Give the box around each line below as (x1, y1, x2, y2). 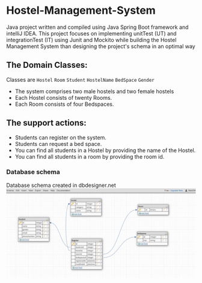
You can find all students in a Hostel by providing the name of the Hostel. (14, 147, 196, 154)
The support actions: (6, 118, 87, 128)
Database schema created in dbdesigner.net (6, 181, 116, 189)
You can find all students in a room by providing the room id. (14, 153, 165, 160)
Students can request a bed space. (14, 140, 102, 147)
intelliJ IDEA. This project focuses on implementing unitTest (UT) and (6, 29, 177, 37)
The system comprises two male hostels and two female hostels (14, 88, 174, 95)
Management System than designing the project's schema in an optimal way (6, 43, 195, 50)
